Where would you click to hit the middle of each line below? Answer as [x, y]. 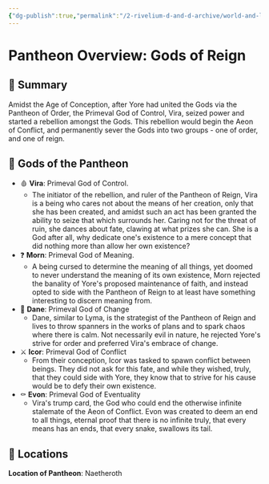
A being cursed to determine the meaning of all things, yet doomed [143, 266]
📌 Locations [38, 454]
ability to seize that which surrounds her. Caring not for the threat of [144, 221]
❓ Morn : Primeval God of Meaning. [77, 255]
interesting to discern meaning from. [92, 301]
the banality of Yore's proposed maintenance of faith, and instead [140, 284]
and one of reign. [37, 138]
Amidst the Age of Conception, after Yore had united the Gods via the [123, 104]
